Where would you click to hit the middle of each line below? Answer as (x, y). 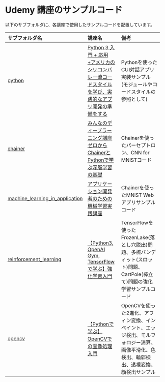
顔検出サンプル (138, 372)
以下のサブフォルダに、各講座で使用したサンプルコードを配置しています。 (80, 25)
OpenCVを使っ (138, 305)
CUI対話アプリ (138, 69)
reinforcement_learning (34, 259)
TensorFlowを (137, 223)
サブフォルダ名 (25, 38)
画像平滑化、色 (138, 350)
